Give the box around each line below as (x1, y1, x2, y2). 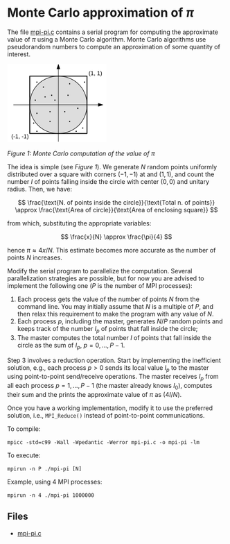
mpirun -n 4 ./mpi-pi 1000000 (7, 491, 95, 499)
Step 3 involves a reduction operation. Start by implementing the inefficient (7, 356, 222, 364)
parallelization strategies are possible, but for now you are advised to (7, 274, 204, 282)
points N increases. (7, 253, 62, 262)
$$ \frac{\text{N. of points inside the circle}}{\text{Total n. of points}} (17, 198, 215, 206)
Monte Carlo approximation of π (7, 5, 194, 21)
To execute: (7, 451, 41, 459)
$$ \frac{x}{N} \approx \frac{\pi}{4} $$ (60, 232, 172, 241)
